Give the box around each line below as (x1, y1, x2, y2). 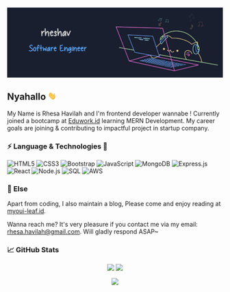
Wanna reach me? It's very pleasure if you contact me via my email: (7, 221, 199, 229)
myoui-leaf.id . (7, 207, 47, 215)
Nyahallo (7, 91, 47, 103)
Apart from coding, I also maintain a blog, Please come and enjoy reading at (7, 200, 221, 208)
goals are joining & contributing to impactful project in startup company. (7, 124, 209, 132)
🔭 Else (7, 183, 28, 193)
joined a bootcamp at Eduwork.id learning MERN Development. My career (7, 116, 216, 124)
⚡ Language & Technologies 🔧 (7, 142, 108, 151)
